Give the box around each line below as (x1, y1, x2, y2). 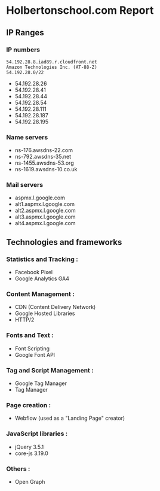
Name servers (6, 133, 48, 141)
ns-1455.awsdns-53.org (14, 159, 74, 166)
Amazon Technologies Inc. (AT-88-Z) (6, 64, 97, 70)
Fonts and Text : (6, 331, 54, 340)
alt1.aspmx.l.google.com (14, 201, 75, 208)
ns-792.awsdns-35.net (14, 153, 72, 160)
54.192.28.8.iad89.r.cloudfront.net (6, 59, 97, 65)
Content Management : (6, 290, 75, 298)
